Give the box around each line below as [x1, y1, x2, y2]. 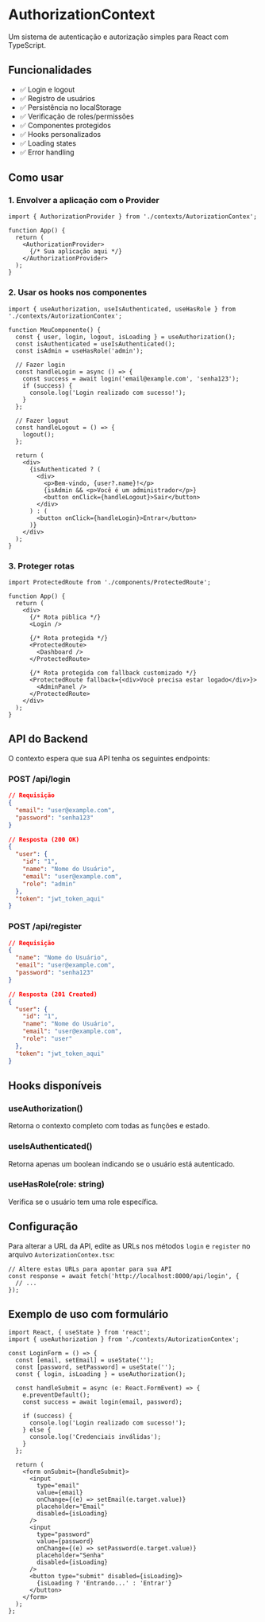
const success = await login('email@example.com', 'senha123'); [22, 374, 240, 383]
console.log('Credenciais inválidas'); [29, 1433, 161, 1441]
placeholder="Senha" [36, 1551, 105, 1560]
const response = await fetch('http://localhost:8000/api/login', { [8, 1272, 240, 1280]
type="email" [36, 1482, 80, 1490]
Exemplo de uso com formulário [8, 1307, 169, 1321]
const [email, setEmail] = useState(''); [15, 1356, 155, 1365]
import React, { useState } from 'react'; [8, 1328, 151, 1337]
